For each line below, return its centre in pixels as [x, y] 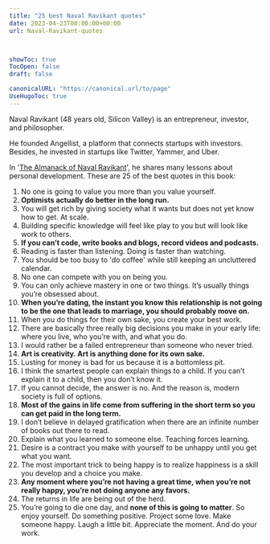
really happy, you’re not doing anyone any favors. [105, 490]
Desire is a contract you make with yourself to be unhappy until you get [139, 448]
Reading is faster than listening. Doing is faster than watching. [123, 251]
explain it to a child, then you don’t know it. [92, 379]
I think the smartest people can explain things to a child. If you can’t [133, 370]
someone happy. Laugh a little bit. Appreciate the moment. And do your [139, 524]
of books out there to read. [65, 430]
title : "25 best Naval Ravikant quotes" [78, 16]
